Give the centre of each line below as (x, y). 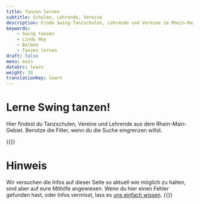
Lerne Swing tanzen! (58, 107)
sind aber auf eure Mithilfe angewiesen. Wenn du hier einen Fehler (87, 189)
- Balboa (28, 45)
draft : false (22, 56)
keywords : (18, 28)
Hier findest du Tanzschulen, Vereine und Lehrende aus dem (81, 124)
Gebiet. (15, 130)
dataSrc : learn (25, 67)
